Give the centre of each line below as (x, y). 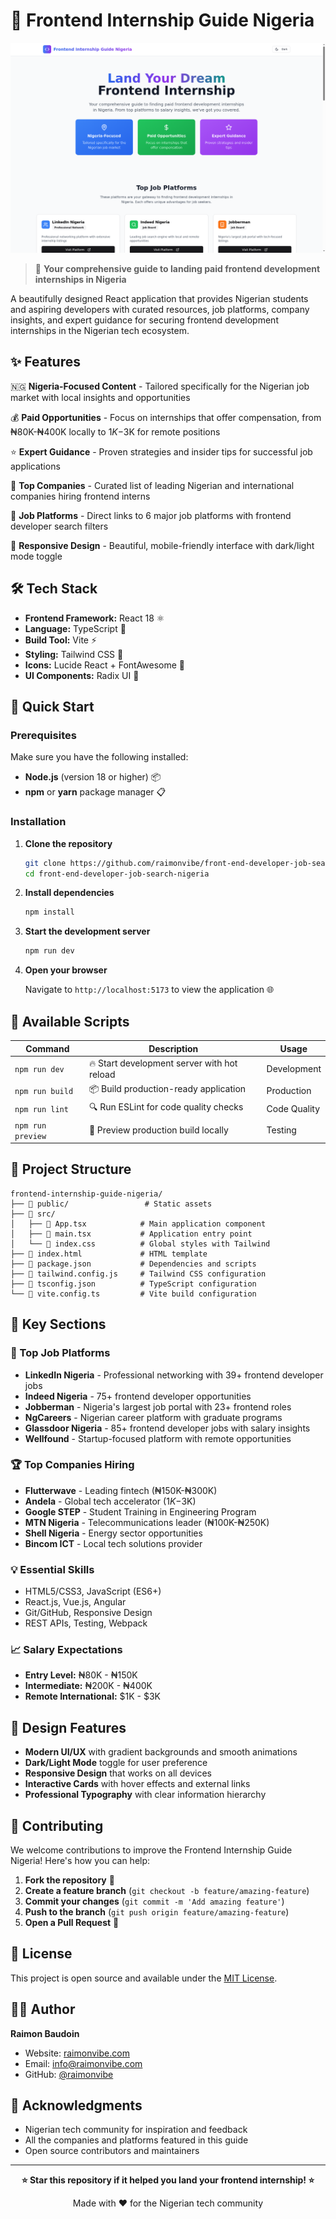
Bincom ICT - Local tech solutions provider (113, 1543)
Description (173, 1048)
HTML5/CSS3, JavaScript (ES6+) (93, 1591)
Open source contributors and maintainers (112, 2151)
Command (47, 1048)
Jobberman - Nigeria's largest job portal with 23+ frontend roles (158, 1406)
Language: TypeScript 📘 (75, 628)
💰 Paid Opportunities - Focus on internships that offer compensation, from (166, 417)
